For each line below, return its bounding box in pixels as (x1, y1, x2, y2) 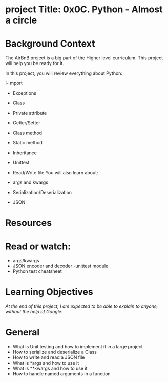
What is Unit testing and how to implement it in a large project (12, 344, 143, 350)
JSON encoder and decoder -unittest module (12, 263, 109, 269)
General (5, 327, 40, 338)
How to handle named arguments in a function (12, 371, 111, 377)
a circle (5, 14, 37, 26)
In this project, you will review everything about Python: (5, 70, 123, 76)
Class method (12, 130, 43, 136)
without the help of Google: (5, 309, 63, 315)
